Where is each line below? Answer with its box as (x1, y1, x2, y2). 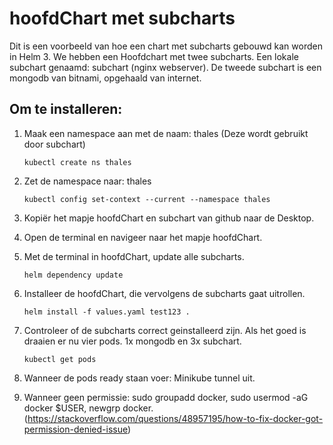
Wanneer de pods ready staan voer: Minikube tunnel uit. (23, 372, 256, 384)
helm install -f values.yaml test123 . (23, 307, 191, 317)
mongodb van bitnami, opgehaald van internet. (9, 72, 202, 84)
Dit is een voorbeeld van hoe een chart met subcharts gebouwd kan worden (9, 40, 323, 52)
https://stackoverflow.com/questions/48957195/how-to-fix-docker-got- (27, 412, 324, 424)
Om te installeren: (9, 101, 123, 118)
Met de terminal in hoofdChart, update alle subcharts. (23, 250, 245, 262)
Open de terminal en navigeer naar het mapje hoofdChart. (23, 231, 263, 243)
